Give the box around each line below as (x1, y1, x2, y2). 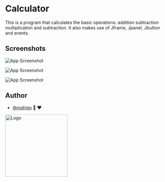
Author (5, 91, 27, 100)
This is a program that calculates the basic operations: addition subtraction (5, 19, 159, 25)
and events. (5, 30, 29, 36)
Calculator (5, 3, 49, 14)
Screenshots (5, 44, 46, 53)
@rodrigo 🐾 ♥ (12, 104, 42, 110)
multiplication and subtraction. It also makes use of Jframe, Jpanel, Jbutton (5, 24, 161, 30)
